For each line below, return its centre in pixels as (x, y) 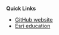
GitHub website (34, 20)
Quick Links (21, 8)
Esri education (32, 26)
